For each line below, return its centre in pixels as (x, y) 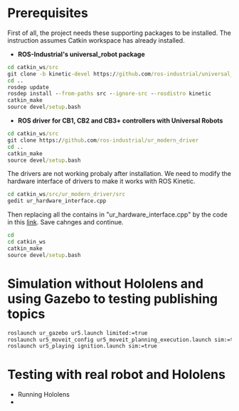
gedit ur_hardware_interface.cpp (57, 201)
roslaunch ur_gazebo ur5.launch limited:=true (78, 333)
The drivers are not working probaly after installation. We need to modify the (119, 174)
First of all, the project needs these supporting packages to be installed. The (119, 33)
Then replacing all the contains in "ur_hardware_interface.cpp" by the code (117, 214)
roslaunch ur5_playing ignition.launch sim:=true (83, 346)
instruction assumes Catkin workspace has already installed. (96, 40)
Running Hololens (43, 395)
